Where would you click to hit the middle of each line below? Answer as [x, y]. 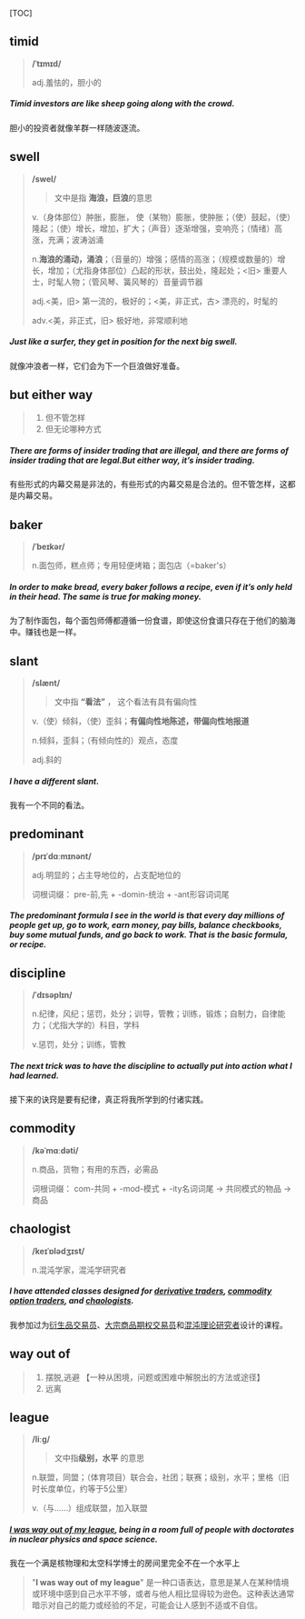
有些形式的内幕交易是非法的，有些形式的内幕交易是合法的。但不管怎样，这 [148, 485]
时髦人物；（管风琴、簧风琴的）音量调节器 [125, 282]
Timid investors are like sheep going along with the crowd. [122, 104]
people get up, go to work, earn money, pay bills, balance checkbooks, [146, 925]
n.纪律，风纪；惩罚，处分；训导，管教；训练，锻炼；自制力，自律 [155, 1014]
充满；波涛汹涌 [76, 239]
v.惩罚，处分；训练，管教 [79, 1044]
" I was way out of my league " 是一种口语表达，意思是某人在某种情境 [160, 1583]
